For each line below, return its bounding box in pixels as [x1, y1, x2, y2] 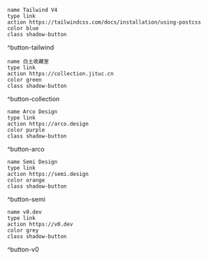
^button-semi [7, 195, 45, 203]
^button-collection [7, 95, 60, 103]
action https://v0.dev [7, 221, 73, 228]
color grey [7, 227, 39, 234]
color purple [7, 126, 45, 133]
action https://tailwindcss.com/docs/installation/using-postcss [7, 19, 201, 26]
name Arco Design [7, 108, 58, 115]
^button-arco [7, 145, 45, 153]
